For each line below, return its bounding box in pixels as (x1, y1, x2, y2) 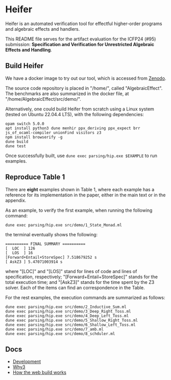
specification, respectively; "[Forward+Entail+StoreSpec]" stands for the (5, 274, 158, 280)
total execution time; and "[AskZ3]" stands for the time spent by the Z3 (5, 279, 155, 285)
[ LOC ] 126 (5, 245, 36, 251)
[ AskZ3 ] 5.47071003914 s (5, 259, 63, 264)
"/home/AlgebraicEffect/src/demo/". (5, 96, 82, 102)
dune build (5, 139, 29, 144)
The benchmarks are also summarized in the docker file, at (5, 91, 129, 97)
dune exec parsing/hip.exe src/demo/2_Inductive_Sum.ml (5, 304, 127, 309)
